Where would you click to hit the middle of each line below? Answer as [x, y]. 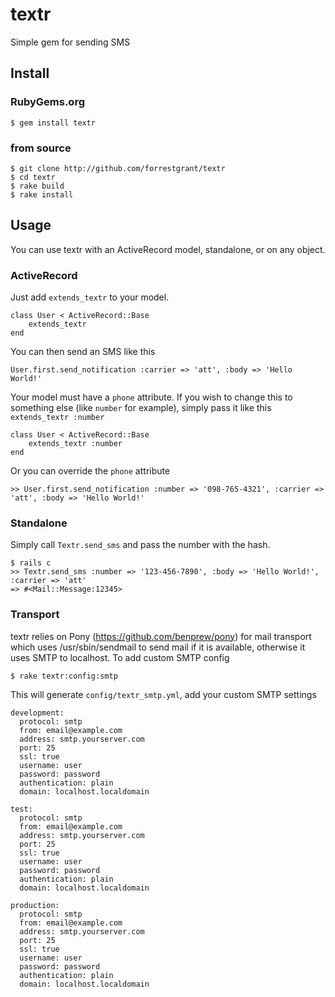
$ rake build [37, 186]
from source [41, 148]
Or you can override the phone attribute [90, 471]
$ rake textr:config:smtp [64, 676]
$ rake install [42, 194]
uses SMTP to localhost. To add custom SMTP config [120, 657]
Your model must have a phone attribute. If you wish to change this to [151, 397]
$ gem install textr [53, 123]
